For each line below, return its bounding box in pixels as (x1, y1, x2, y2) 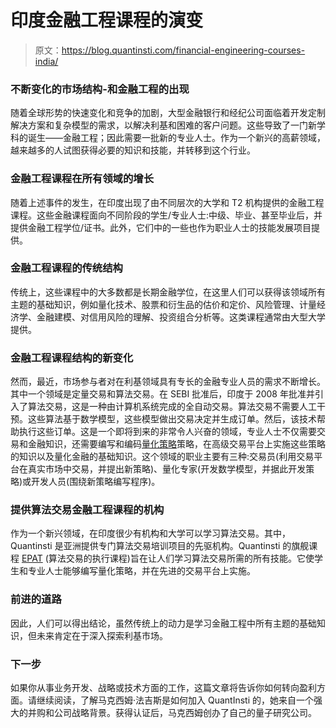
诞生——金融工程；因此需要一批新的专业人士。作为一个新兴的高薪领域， (27, 132, 326, 144)
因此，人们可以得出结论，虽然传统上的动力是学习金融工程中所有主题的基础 (10, 617, 317, 629)
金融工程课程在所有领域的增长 (10, 172, 155, 186)
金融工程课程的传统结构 (10, 261, 123, 275)
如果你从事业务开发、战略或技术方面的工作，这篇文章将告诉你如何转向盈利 (10, 682, 317, 694)
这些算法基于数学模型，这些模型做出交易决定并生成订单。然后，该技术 (27, 413, 317, 425)
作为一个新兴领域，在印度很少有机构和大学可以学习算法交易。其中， (10, 527, 291, 540)
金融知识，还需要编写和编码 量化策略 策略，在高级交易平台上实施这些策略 (27, 438, 326, 450)
